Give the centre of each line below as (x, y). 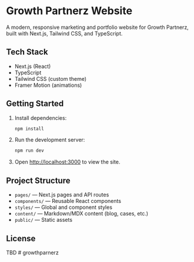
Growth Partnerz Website (69, 11)
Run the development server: (50, 140)
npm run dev (29, 151)
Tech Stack (27, 52)
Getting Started (35, 104)
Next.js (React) (33, 66)
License (21, 238)
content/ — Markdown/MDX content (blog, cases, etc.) (81, 214)
